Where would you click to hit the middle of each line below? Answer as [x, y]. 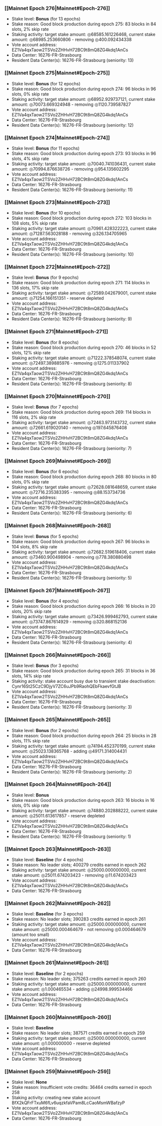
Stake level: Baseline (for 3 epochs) [47, 914]
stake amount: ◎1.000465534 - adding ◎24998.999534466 [72, 989]
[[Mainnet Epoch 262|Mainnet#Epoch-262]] [58, 903]
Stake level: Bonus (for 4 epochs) [45, 601]
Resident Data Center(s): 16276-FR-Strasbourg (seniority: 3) [72, 707]
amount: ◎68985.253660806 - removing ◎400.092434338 [72, 39]
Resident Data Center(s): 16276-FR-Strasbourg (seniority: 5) [72, 578]
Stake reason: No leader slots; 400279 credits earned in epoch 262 [79, 865]
